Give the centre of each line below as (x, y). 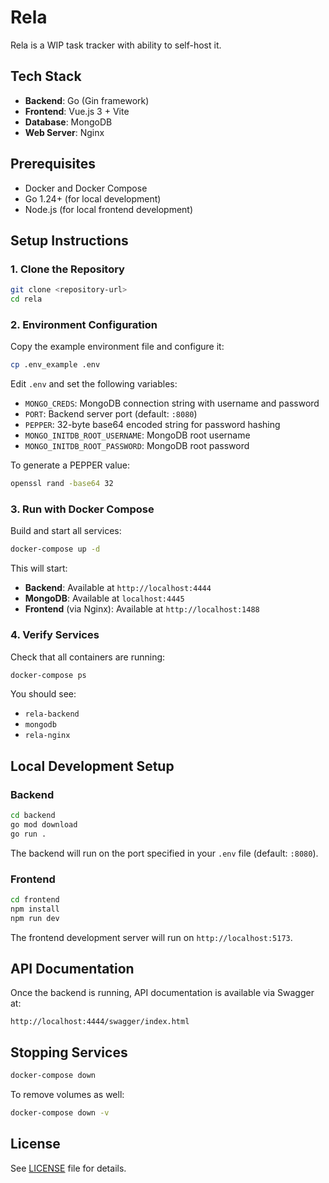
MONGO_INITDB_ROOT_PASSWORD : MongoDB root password (137, 446)
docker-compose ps (48, 675)
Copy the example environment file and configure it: (117, 347)
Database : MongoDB (68, 122)
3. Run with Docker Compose (82, 509)
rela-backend (52, 714)
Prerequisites (53, 164)
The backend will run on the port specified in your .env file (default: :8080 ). (164, 853)
